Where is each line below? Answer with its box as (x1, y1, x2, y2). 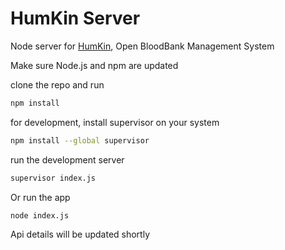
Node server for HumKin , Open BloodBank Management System (10, 40, 275, 52)
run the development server (10, 153, 125, 166)
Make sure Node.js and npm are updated (10, 59, 179, 71)
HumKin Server (10, 7, 141, 30)
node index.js (10, 210, 70, 221)
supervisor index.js (10, 173, 97, 183)
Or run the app (10, 191, 71, 203)
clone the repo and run (10, 78, 105, 91)
